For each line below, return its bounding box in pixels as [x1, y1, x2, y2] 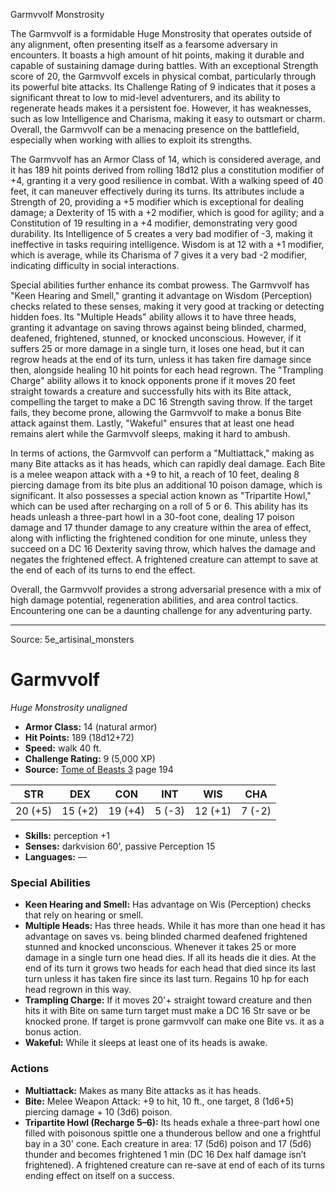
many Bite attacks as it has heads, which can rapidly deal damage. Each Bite [10, 458, 326, 469]
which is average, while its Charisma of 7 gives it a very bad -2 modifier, [10, 249, 308, 261]
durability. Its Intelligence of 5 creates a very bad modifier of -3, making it [10, 228, 313, 239]
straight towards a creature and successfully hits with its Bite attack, [10, 385, 292, 397]
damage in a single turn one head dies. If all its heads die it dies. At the [24, 952, 317, 964]
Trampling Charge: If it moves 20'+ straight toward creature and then [24, 994, 312, 1006]
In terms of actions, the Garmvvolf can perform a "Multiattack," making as [10, 447, 315, 459]
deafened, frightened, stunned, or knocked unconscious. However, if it [10, 332, 302, 344]
